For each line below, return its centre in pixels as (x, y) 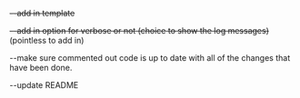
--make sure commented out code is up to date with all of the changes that (150, 58)
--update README (44, 85)
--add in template (42, 13)
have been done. (41, 68)
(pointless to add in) (47, 40)
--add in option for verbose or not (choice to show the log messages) (140, 30)
